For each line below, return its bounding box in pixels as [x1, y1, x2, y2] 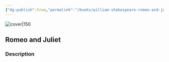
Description [5, 50, 35, 57]
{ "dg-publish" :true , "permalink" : [5, 7, 75, 12]
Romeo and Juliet [5, 35, 61, 44]
